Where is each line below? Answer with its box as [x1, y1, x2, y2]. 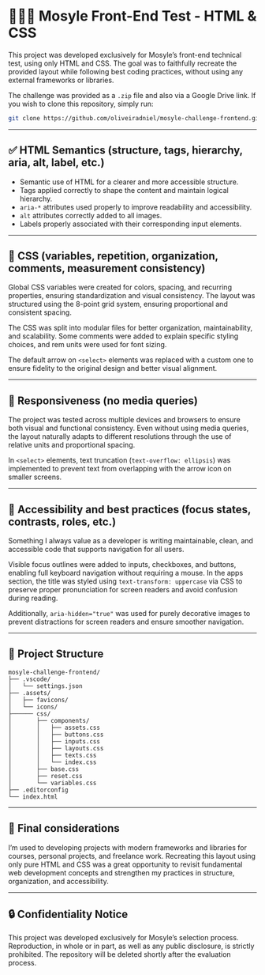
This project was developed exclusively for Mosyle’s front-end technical [8, 50, 242, 59]
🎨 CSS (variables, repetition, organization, [8, 249, 218, 263]
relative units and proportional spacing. [8, 440, 136, 450]
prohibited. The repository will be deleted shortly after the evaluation [8, 949, 231, 959]
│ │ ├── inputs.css [8, 737, 101, 746]
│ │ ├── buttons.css [8, 731, 104, 739]
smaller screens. [8, 472, 62, 482]
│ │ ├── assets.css [8, 724, 101, 731]
